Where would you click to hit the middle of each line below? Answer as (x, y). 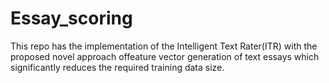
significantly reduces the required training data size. (117, 67)
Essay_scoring (71, 18)
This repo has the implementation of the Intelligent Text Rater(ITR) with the (164, 46)
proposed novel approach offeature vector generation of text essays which (165, 56)
